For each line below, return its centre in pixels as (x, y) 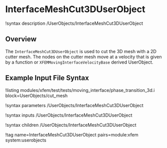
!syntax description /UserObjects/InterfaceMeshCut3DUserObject (74, 23)
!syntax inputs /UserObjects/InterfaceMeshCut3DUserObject (69, 115)
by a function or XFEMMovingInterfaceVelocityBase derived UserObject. (79, 62)
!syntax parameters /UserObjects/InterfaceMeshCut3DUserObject (74, 105)
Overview (21, 39)
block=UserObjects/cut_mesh (37, 95)
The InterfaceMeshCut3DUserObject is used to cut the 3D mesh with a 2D (81, 51)
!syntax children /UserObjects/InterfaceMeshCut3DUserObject (71, 125)
